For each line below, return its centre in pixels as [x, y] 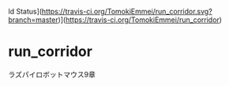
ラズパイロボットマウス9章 [52, 74]
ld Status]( [25, 11]
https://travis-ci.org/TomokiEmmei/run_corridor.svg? [127, 11]
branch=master [33, 20]
